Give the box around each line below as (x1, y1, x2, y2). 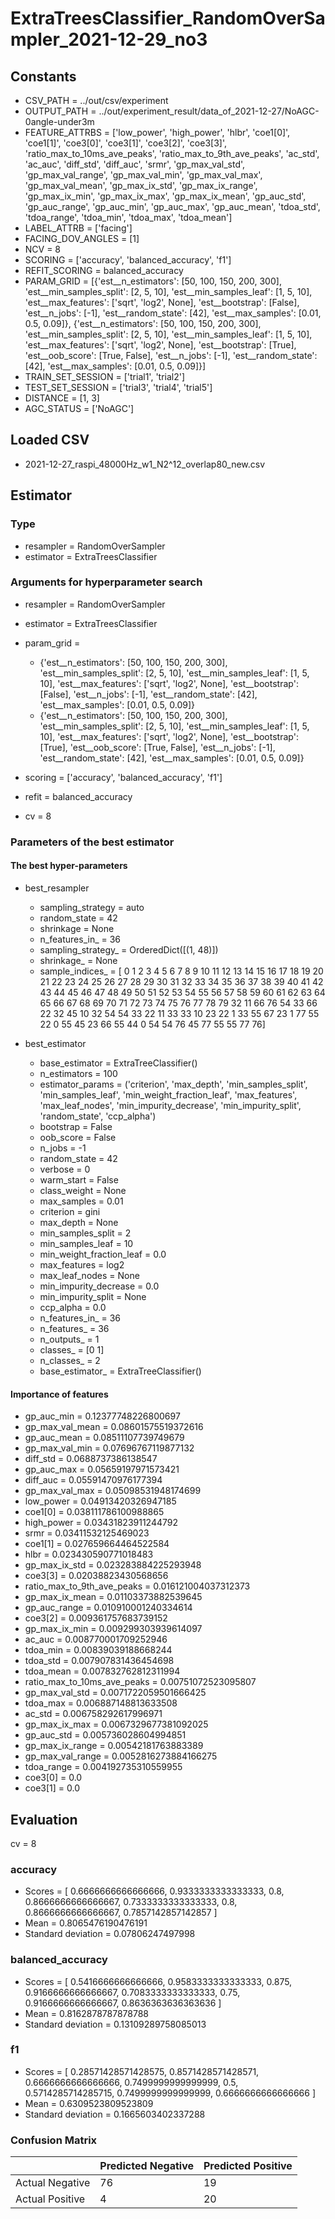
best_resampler (24, 882, 90, 894)
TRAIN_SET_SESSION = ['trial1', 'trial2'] (24, 371, 186, 382)
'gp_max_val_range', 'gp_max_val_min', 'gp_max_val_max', (24, 169, 263, 181)
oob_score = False (39, 1131, 117, 1143)
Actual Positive (15, 2192, 86, 2206)
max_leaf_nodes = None (39, 1269, 140, 1281)
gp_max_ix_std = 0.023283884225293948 (24, 1559, 202, 1571)
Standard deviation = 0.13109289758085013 (24, 2018, 207, 2030)
